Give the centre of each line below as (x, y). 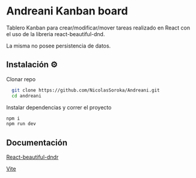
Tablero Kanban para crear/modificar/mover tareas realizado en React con (98, 28)
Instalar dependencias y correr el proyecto (59, 107)
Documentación (37, 143)
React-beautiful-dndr (32, 157)
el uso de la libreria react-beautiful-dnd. (56, 34)
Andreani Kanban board (67, 11)
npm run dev (21, 124)
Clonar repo (21, 79)
